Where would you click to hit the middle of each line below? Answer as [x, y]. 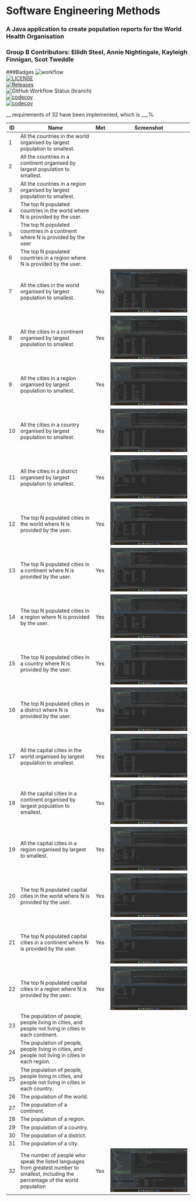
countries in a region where [53, 258]
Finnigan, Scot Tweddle [40, 60]
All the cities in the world [50, 285]
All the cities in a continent [52, 332]
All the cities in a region [48, 378]
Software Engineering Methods [83, 11]
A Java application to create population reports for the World [94, 29]
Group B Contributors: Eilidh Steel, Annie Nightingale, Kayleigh [97, 52]
